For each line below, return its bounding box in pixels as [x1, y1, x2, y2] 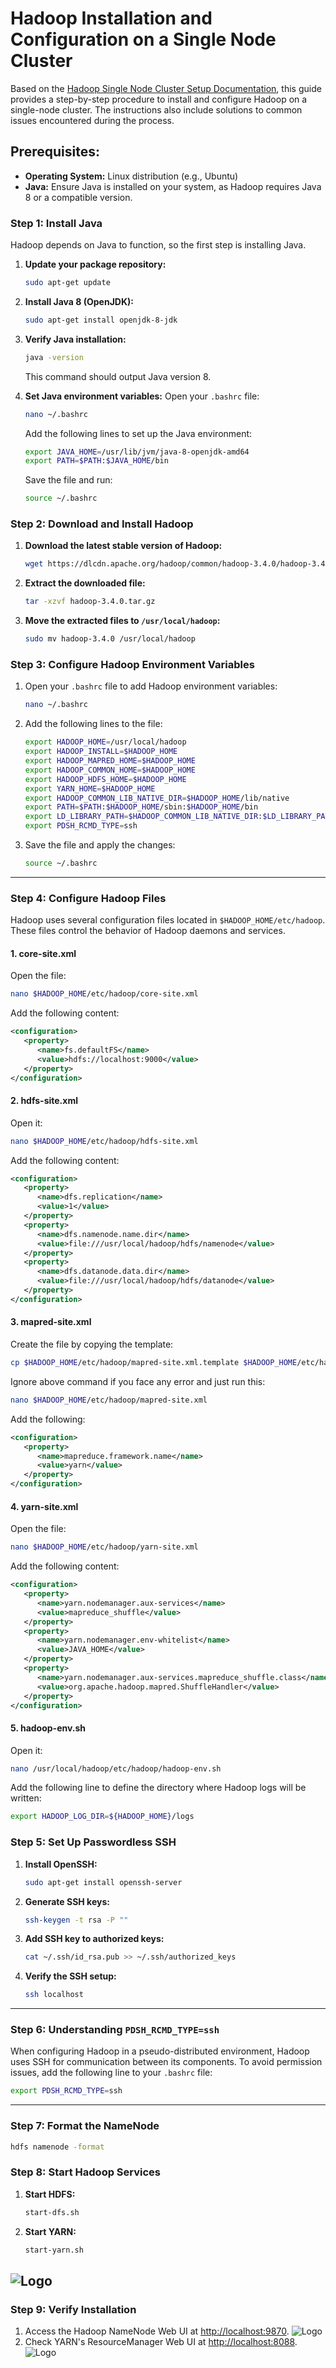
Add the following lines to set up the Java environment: [24, 427, 253, 439]
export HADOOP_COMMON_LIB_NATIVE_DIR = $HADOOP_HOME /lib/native [24, 793, 290, 803]
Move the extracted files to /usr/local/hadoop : [24, 615, 221, 627]
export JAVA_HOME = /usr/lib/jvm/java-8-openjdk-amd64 [24, 447, 250, 457]
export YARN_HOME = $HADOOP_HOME [24, 783, 156, 794]
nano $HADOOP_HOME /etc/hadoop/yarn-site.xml [10, 1542, 199, 1552]
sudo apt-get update [24, 278, 111, 288]
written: [10, 1792, 42, 1804]
